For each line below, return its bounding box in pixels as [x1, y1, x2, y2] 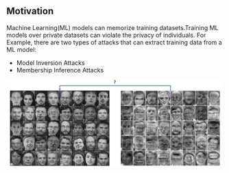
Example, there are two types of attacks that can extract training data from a [6, 38, 222, 46]
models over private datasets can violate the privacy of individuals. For [6, 31, 206, 39]
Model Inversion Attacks [16, 58, 85, 67]
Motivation [6, 5, 54, 17]
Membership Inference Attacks [16, 66, 104, 74]
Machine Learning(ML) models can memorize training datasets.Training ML [6, 23, 219, 31]
